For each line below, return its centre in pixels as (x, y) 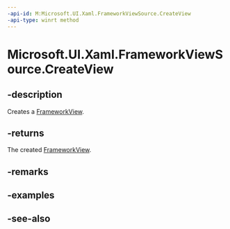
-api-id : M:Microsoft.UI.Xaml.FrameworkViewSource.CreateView (99, 14)
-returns (26, 133)
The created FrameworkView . (49, 150)
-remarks (28, 172)
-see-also (29, 219)
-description (35, 95)
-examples (31, 195)
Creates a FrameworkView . (46, 111)
